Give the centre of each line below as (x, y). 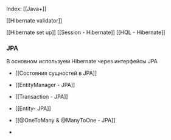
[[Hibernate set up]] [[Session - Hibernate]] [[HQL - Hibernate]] (86, 32)
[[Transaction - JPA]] (41, 97)
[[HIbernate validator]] (34, 20)
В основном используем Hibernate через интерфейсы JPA (82, 61)
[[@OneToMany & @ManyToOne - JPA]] (65, 121)
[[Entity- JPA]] (33, 108)
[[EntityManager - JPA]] (45, 85)
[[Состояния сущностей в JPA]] (56, 73)
